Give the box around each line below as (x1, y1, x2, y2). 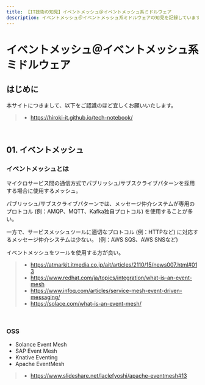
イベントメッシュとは (6, 164, 69, 173)
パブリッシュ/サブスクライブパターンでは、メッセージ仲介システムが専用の (6, 200, 195, 207)
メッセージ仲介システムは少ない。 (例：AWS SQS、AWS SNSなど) (11, 236, 178, 243)
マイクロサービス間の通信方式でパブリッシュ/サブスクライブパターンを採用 (6, 179, 195, 187)
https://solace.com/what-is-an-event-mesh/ (30, 300, 142, 308)
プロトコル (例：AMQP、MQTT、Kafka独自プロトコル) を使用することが (6, 208, 188, 215)
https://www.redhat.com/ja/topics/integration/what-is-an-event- (30, 274, 192, 281)
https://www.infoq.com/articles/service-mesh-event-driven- (30, 287, 182, 295)
